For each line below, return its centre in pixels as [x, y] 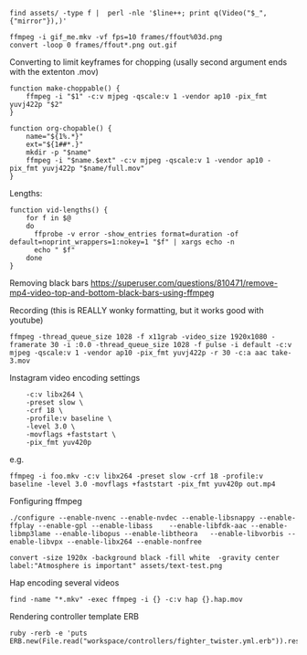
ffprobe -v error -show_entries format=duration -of [136, 234]
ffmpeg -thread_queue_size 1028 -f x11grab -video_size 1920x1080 [138, 337]
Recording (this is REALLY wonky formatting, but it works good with [137, 310]
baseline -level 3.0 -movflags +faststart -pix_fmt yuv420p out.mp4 [143, 484]
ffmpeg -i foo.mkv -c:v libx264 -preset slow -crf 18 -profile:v [136, 476]
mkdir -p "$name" [59, 153]
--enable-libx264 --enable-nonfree [135, 542]
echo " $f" [54, 250]
